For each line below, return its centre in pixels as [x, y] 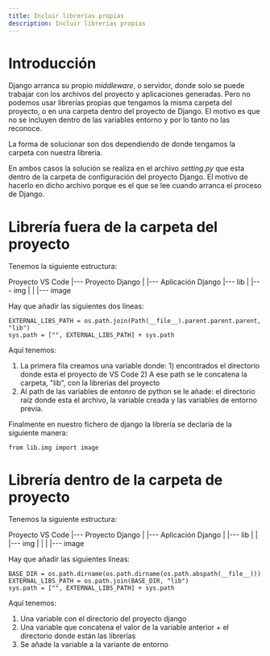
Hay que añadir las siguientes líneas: [69, 559]
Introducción [52, 63]
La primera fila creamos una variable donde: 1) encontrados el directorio [140, 366]
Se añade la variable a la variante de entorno [94, 645]
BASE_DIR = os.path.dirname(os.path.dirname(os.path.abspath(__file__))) [135, 574]
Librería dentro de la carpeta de [116, 479]
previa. [31, 409]
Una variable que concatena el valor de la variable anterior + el [125, 628]
